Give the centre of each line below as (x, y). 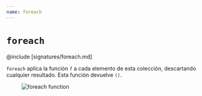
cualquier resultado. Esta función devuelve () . (64, 75)
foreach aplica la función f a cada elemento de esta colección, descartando (101, 68)
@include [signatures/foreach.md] (49, 57)
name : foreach (24, 12)
